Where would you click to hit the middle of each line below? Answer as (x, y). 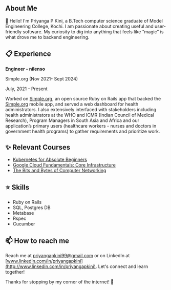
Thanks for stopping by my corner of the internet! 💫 (60, 282)
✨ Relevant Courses (38, 147)
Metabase (23, 213)
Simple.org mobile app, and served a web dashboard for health (72, 104)
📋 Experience (28, 54)
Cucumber (24, 224)
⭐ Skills (17, 187)
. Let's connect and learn (122, 266)
